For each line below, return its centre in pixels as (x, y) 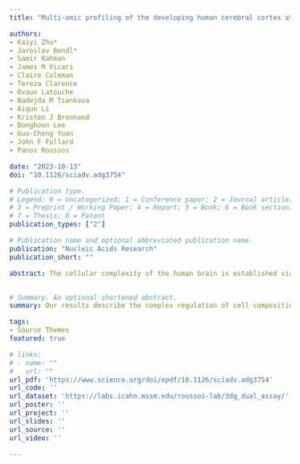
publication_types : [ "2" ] (57, 225)
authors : (25, 34)
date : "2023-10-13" (46, 167)
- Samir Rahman (37, 59)
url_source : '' (37, 430)
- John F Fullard (42, 142)
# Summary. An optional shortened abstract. (93, 297)
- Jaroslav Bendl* (43, 50)
